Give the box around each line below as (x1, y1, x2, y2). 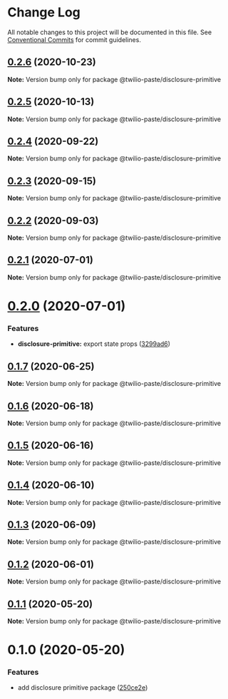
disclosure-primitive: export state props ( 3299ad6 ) (17, 340, 171, 348)
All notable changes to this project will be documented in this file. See (7, 28, 212, 36)
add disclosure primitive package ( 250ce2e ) (17, 683, 148, 692)
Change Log (7, 4, 81, 21)
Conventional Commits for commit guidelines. (7, 35, 141, 44)
